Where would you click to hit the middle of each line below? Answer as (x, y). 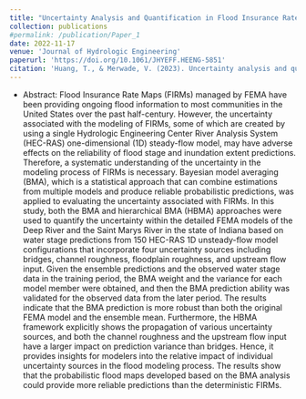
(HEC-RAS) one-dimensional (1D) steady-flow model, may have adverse (158, 143)
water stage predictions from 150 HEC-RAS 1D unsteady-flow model (150, 240)
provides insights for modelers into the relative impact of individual (148, 355)
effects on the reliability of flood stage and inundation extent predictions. (159, 152)
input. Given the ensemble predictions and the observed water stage (151, 269)
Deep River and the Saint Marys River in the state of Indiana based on (153, 230)
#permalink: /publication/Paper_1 (75, 35)
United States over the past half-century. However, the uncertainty (148, 114)
